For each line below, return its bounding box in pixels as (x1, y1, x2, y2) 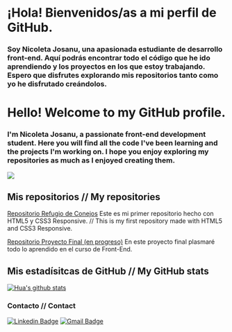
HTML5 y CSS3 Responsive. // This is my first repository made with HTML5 (7, 217, 223, 225)
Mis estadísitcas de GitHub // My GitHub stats (7, 265, 210, 277)
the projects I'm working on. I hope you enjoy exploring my (7, 147, 209, 157)
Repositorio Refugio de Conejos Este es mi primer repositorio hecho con (7, 210, 214, 218)
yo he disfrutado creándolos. (7, 79, 108, 89)
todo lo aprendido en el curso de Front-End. (7, 245, 133, 254)
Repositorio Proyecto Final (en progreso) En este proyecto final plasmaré (7, 238, 215, 246)
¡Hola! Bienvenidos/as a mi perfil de (7, 5, 217, 21)
